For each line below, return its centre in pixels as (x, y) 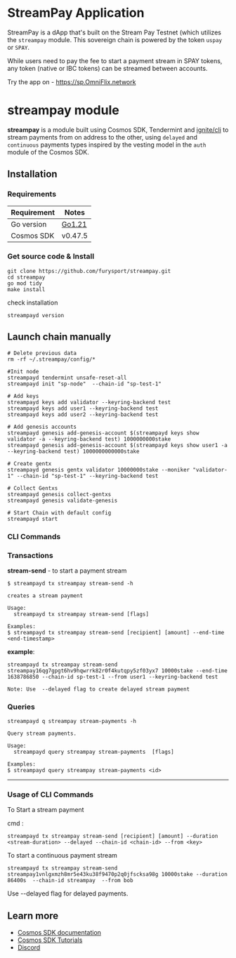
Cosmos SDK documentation (59, 933)
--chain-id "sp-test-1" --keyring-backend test (87, 476)
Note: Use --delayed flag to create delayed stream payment (99, 689)
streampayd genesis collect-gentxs (59, 494)
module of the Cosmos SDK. (48, 152)
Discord (29, 947)
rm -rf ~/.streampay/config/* (52, 359)
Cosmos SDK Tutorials (50, 940)
